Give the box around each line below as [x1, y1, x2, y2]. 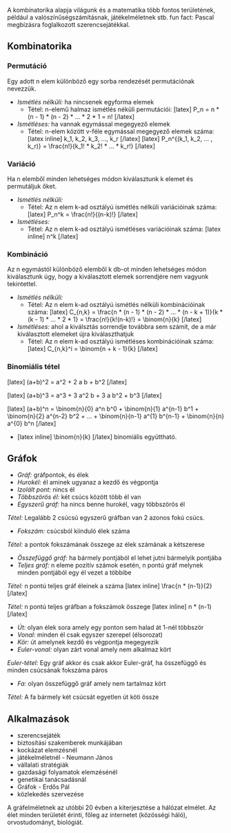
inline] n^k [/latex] [27, 232, 79, 241]
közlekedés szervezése [17, 790, 84, 798]
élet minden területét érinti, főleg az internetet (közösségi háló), [7, 811, 188, 819]
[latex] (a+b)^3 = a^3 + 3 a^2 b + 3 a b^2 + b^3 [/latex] [7, 391, 162, 400]
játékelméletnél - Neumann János [17, 754, 113, 762]
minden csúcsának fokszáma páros [7, 666, 108, 675]
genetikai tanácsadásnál [17, 776, 87, 784]
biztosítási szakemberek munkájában [17, 739, 123, 747]
